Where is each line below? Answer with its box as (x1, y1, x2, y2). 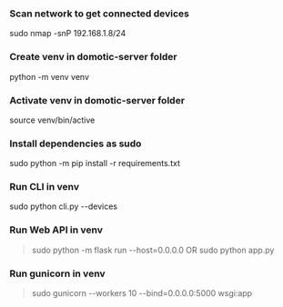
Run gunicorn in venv (9, 267, 106, 280)
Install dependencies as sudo (9, 137, 142, 150)
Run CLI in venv (9, 181, 80, 193)
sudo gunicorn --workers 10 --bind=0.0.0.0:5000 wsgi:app (31, 288, 253, 299)
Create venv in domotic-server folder (9, 51, 177, 64)
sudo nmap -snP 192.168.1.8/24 (9, 28, 126, 39)
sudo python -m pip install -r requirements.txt (9, 158, 180, 169)
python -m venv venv (9, 71, 89, 82)
